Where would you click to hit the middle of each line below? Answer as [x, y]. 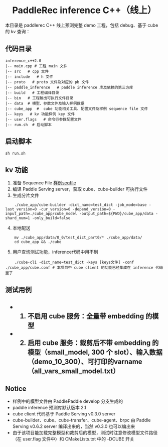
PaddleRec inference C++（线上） [84, 10]
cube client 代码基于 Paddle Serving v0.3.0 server [64, 414]
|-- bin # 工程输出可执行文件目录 [39, 98]
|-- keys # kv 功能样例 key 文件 [40, 114]
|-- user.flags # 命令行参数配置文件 [43, 119]
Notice [16, 388]
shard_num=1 [18, 218]
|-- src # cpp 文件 [27, 71]
